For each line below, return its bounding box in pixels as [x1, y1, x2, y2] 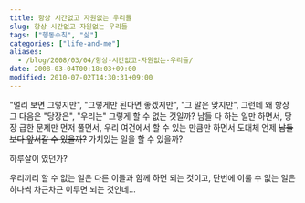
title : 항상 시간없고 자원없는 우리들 [9, 13, 132, 23]
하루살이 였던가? [9, 153, 68, 164]
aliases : [9, 48, 43, 57]
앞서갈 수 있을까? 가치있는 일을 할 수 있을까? [26, 134, 184, 144]
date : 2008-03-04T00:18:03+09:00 [9, 65, 137, 74]
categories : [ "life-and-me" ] [9, 38, 121, 48]
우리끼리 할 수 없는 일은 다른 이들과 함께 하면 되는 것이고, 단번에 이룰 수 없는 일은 [9, 172, 297, 183]
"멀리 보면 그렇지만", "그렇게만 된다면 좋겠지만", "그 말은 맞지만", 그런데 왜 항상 [9, 99, 290, 110]
